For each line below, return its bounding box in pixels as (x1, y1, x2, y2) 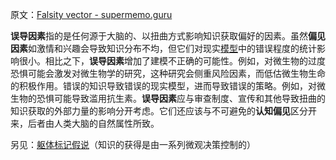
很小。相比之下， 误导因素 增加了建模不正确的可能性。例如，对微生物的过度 (18, 55, 326, 67)
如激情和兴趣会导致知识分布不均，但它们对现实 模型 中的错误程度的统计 (28, 43, 317, 54)
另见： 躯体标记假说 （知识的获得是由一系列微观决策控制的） (10, 139, 256, 150)
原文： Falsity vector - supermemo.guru (10, 9, 173, 20)
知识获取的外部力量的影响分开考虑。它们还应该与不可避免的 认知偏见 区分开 (10, 105, 317, 117)
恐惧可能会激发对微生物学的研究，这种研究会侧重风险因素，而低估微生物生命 (10, 68, 326, 79)
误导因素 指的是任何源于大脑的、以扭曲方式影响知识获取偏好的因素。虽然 (10, 30, 308, 42)
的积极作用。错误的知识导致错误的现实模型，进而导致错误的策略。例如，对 (10, 80, 317, 92)
